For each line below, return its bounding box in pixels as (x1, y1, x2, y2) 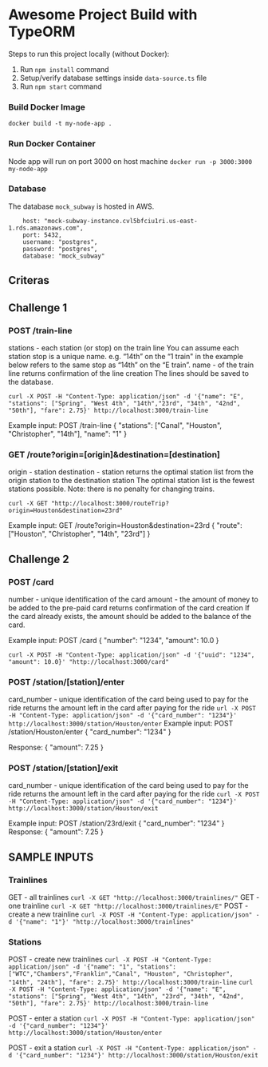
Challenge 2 (8, 552, 69, 565)
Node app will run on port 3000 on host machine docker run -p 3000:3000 (8, 156, 253, 166)
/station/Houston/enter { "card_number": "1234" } (8, 727, 171, 737)
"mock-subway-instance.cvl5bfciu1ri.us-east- (43, 217, 198, 225)
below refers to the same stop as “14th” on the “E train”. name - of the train (8, 360, 254, 370)
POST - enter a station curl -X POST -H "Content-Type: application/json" (8, 1013, 255, 1023)
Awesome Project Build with (8, 6, 198, 24)
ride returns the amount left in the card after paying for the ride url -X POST (8, 703, 257, 713)
